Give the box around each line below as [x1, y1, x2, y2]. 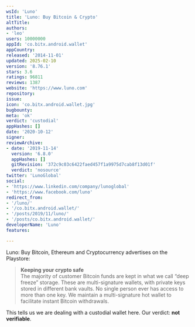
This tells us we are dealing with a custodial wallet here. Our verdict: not [6, 309, 180, 316]
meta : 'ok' [6, 112, 33, 118]
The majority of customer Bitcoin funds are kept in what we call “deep [20, 272, 189, 279]
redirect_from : [6, 195, 43, 201]
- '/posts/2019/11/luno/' [6, 211, 69, 217]
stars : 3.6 [6, 69, 33, 75]
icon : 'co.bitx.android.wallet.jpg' [6, 101, 95, 108]
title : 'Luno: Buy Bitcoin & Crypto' [6, 14, 98, 20]
